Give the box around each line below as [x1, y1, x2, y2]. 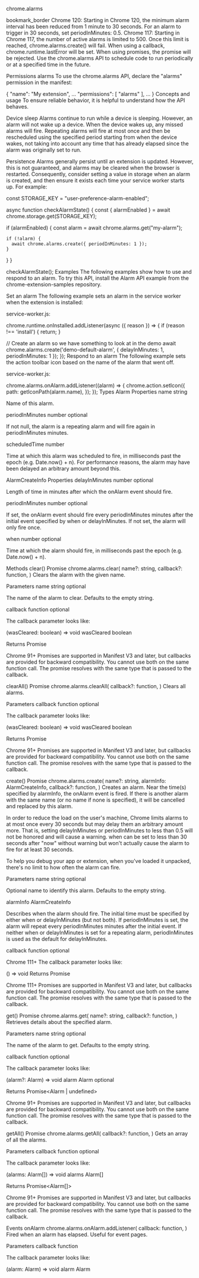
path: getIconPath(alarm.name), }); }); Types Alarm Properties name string [6, 388, 188, 395]
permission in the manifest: [6, 79, 72, 86]
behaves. [6, 103, 29, 110]
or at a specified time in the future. [6, 61, 91, 68]
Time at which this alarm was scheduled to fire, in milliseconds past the [6, 453, 181, 459]
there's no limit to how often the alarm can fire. [6, 864, 121, 871]
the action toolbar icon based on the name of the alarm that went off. [6, 359, 175, 366]
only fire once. [6, 524, 42, 531]
